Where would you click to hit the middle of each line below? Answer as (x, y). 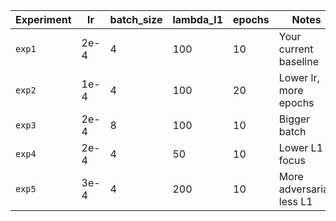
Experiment (43, 19)
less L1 (295, 201)
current (296, 49)
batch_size (136, 19)
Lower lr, (299, 77)
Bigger (294, 119)
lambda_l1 (198, 19)
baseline (299, 61)
